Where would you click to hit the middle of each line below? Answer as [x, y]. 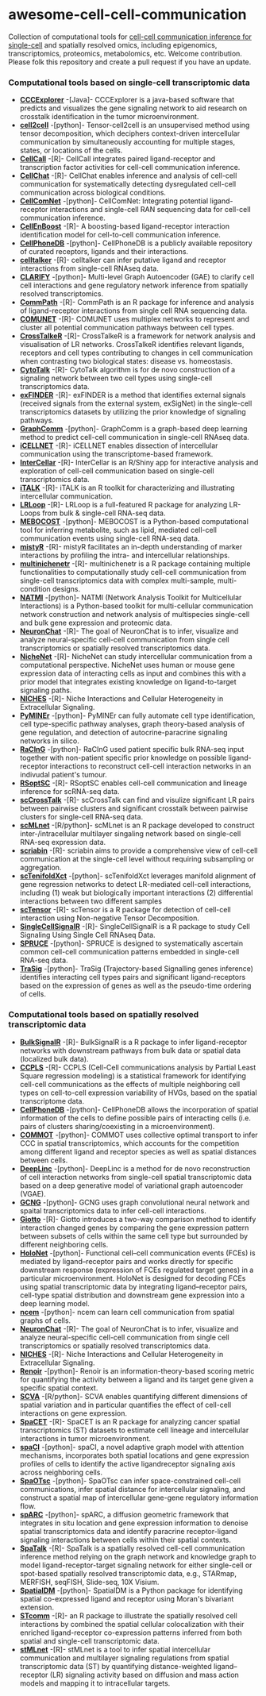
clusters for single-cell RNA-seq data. [81, 817]
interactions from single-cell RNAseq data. [89, 268]
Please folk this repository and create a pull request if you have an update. [130, 62]
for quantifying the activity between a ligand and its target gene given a [137, 1379]
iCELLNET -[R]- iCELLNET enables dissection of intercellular [119, 445]
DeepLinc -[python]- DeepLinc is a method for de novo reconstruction [135, 1168]
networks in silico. [49, 741]
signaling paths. [46, 690]
